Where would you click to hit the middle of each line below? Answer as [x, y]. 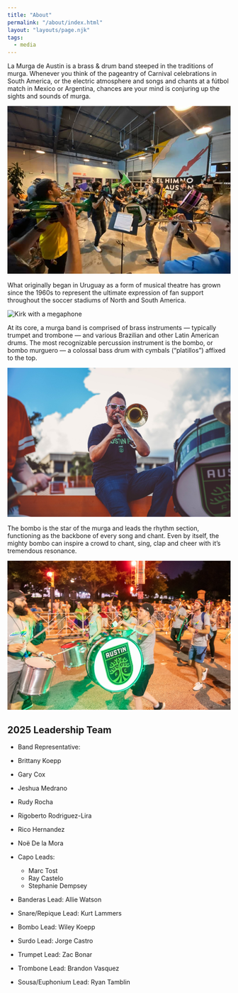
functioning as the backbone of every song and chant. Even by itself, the [113, 536]
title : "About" [30, 15]
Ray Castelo [46, 878]
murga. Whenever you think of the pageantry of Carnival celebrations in [112, 74]
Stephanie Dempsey [57, 886]
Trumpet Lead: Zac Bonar [55, 955]
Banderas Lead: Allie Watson [59, 900]
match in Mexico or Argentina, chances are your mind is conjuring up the [113, 89]
